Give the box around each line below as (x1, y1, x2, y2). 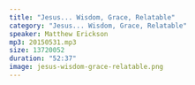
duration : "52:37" (9, 54, 77, 63)
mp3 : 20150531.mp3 (9, 37, 77, 47)
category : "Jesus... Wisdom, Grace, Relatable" (9, 21, 188, 30)
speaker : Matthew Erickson (9, 29, 109, 38)
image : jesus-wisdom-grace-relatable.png (9, 63, 164, 72)
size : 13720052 (9, 46, 65, 55)
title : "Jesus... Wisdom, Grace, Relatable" (9, 12, 176, 22)
